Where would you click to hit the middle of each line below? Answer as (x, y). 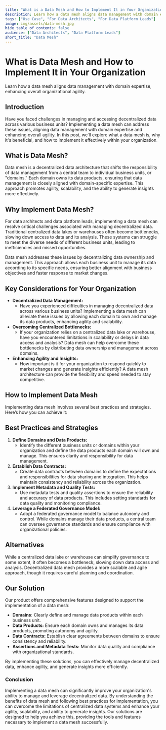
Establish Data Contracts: (39, 466)
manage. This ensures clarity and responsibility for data (76, 455)
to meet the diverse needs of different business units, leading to (70, 242)
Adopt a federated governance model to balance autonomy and (84, 513)
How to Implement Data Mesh (51, 395)
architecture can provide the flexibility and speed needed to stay (85, 374)
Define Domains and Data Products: (50, 440)
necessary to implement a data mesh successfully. (57, 722)
